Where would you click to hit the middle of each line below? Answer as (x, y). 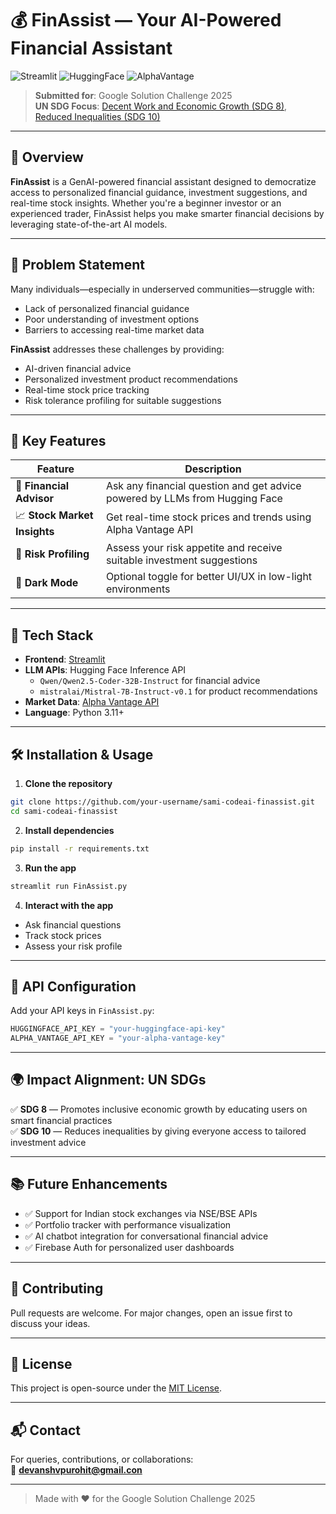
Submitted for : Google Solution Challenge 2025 (133, 95)
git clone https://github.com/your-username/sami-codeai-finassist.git (162, 802)
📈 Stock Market (54, 515)
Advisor (35, 499)
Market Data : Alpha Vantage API (92, 702)
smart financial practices (61, 1120)
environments (138, 589)
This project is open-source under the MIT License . (116, 1388)
